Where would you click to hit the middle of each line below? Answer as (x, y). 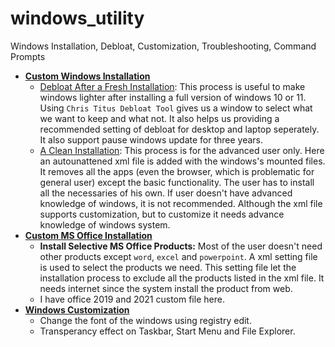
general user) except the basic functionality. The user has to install (177, 182)
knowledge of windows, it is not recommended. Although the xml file (181, 203)
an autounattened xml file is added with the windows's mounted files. (182, 161)
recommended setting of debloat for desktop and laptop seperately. (179, 129)
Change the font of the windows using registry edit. (145, 320)
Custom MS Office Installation (88, 235)
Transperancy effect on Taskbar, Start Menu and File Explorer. (167, 331)
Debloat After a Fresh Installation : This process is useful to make (172, 86)
